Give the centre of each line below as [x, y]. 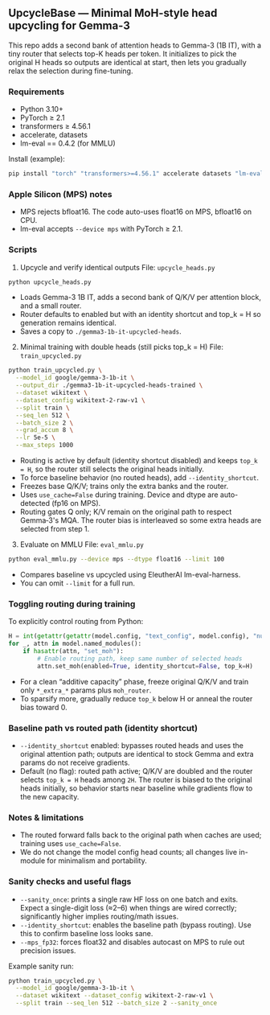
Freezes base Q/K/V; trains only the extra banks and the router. [124, 487]
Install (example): [37, 159]
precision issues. [48, 950]
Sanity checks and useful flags [70, 881]
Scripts [23, 250]
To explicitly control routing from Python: [76, 622]
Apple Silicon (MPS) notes [60, 194]
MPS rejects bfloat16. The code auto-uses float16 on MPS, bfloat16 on [135, 212]
